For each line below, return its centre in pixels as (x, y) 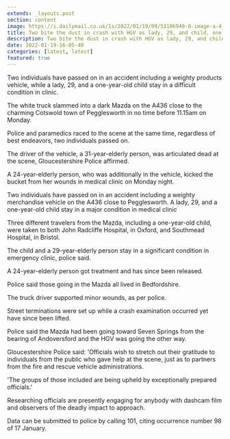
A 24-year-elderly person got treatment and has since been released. (105, 271)
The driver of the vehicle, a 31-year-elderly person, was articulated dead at (113, 153)
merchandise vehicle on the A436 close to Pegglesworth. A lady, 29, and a (112, 202)
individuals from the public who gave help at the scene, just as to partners (112, 359)
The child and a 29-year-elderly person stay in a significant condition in (108, 250)
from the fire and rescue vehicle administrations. (75, 366)
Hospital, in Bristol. (34, 237)
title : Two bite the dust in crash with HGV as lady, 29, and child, (108, 33)
